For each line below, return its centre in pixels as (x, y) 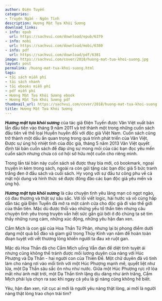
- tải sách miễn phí (26, 77)
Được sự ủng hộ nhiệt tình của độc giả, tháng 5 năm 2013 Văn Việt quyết (77, 143)
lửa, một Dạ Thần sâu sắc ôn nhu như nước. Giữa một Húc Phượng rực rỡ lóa (81, 268)
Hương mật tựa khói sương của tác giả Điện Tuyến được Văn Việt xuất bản (80, 122)
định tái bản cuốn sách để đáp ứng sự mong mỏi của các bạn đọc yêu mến (80, 148)
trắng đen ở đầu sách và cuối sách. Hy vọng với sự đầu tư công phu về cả (79, 173)
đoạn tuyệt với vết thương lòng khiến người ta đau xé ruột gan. (67, 238)
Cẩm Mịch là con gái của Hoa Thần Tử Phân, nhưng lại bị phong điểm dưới (79, 228)
